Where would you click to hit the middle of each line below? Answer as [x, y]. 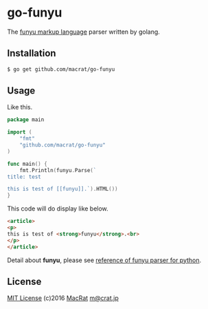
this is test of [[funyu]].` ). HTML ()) [62, 189]
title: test [24, 177]
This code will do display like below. [58, 209]
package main [26, 120]
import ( [20, 132]
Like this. [20, 107]
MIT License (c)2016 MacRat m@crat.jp [63, 298]
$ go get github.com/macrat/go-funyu [61, 69]
